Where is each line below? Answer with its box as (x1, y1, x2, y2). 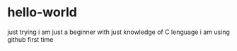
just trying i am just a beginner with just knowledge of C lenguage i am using (7, 28, 230, 36)
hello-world (7, 4, 78, 21)
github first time (7, 35, 54, 43)
